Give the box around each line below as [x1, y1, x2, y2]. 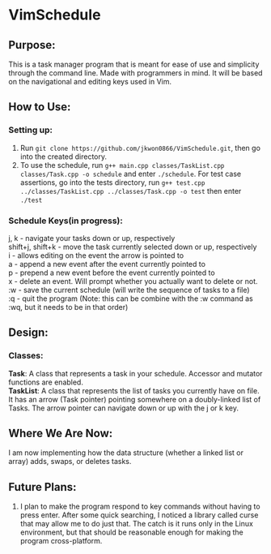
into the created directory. [19, 152, 108, 161]
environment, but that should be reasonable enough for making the [19, 527, 244, 537]
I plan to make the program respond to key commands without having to [19, 501, 260, 512]
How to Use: [8, 100, 71, 114]
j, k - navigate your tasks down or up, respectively [8, 233, 176, 243]
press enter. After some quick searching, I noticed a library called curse [19, 510, 259, 520]
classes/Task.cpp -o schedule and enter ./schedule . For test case [19, 169, 242, 178]
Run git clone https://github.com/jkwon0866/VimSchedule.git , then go [19, 143, 261, 152]
